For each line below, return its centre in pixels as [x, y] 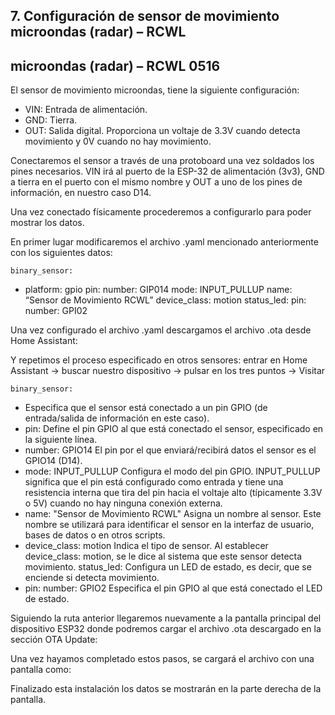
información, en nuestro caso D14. [81, 193]
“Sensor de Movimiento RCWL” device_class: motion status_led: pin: [165, 300]
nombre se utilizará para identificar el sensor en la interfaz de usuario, [169, 525]
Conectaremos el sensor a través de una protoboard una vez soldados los [162, 161]
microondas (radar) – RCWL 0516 [115, 65]
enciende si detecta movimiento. [92, 578]
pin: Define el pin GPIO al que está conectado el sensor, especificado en [174, 429]
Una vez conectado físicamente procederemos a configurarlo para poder [161, 212]
